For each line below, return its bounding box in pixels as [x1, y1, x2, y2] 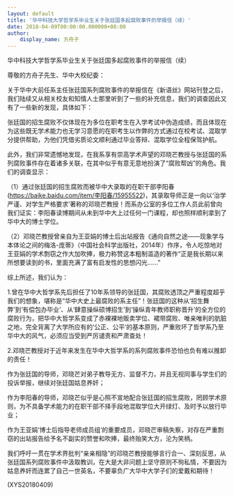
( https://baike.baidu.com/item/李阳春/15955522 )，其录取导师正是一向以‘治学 [7, 191, 226, 199]
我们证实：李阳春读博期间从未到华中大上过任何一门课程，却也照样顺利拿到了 [7, 208, 227, 217]
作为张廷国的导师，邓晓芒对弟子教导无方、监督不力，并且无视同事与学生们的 [7, 370, 227, 379]
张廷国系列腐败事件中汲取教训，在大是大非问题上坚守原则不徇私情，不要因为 [7, 458, 227, 466]
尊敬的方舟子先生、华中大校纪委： [7, 71, 105, 79]
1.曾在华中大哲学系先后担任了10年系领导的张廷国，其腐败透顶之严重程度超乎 [7, 288, 226, 296]
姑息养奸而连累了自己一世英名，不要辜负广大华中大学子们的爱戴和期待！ [7, 466, 214, 475]
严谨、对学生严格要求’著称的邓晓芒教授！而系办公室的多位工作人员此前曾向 [7, 200, 223, 208]
